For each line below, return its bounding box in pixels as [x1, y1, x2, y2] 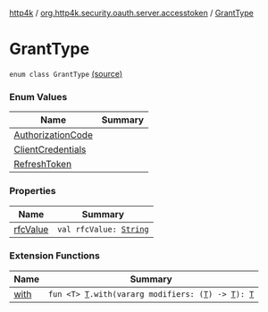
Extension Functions [9, 249, 100, 262]
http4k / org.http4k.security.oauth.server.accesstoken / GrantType [9, 8, 255, 18]
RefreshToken [13, 158, 72, 171]
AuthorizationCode [13, 129, 94, 141]
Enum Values [9, 90, 68, 103]
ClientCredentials [13, 143, 87, 156]
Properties [9, 185, 56, 198]
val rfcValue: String [56, 223, 149, 234]
